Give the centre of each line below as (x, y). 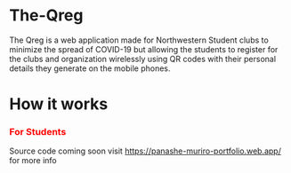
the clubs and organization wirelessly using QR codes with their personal (143, 59)
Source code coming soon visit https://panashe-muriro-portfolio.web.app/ (145, 151)
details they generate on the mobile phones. (90, 68)
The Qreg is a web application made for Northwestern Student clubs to (139, 40)
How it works (59, 104)
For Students (38, 132)
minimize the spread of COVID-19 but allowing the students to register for (144, 49)
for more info (33, 161)
